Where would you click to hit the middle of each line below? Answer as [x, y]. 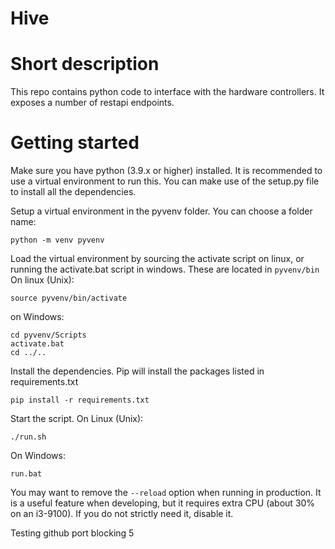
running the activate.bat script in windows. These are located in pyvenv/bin [165, 269]
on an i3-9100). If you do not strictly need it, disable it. [122, 514]
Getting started [75, 143]
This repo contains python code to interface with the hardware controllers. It [167, 92]
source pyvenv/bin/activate [69, 298]
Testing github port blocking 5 [72, 533]
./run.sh [28, 437]
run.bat [26, 474]
